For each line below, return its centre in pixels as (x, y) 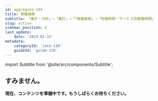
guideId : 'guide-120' (36, 50)
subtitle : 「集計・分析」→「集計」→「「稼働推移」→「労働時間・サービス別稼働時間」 (80, 19)
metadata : (15, 41)
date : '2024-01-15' (34, 37)
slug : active (18, 23)
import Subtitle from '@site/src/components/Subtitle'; (59, 64)
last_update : (18, 32)
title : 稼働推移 (20, 14)
